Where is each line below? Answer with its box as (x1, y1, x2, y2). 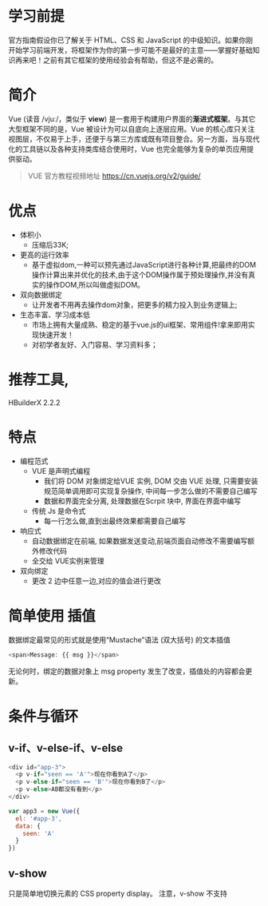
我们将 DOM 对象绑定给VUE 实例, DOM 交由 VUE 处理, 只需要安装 (43, 476, 258, 486)
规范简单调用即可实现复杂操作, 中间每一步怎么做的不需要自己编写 (43, 486, 258, 495)
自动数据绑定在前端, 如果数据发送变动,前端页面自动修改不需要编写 (31, 536, 248, 546)
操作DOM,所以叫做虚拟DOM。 (45, 280, 145, 289)
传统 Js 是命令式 (31, 506, 86, 515)
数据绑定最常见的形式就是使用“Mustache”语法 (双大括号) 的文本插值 (8, 634, 231, 644)
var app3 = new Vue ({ (8, 807, 81, 815)
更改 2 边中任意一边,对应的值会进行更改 (31, 576, 162, 586)
